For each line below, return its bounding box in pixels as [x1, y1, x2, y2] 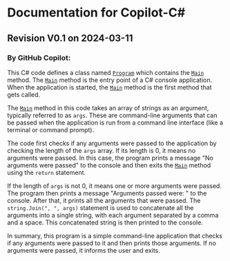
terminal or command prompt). [7, 125, 95, 134]
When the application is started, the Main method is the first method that [7, 83, 212, 91]
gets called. [7, 90, 41, 98]
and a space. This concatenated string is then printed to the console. [7, 218, 204, 227]
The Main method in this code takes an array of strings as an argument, [7, 103, 209, 112]
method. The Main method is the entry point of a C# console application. [7, 76, 213, 84]
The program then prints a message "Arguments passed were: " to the [7, 189, 207, 197]
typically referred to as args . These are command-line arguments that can [7, 111, 218, 119]
